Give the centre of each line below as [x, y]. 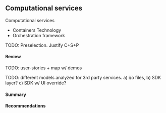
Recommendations [25, 106]
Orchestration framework [39, 35]
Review [13, 57]
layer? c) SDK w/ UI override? [36, 83]
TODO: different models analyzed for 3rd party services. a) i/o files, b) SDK [83, 78]
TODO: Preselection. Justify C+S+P [42, 45]
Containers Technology [37, 30]
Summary [16, 94]
